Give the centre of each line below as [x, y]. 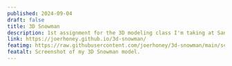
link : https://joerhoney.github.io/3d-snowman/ [77, 39]
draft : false [26, 20]
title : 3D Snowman [33, 26]
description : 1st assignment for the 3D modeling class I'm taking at [111, 33]
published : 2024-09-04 [40, 13]
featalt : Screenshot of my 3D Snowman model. [74, 52]
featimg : [20, 45]
